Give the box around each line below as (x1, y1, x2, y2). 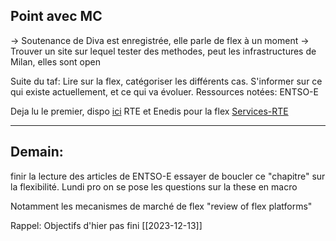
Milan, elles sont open (10, 55, 101, 68)
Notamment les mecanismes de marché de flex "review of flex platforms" (10, 200, 313, 212)
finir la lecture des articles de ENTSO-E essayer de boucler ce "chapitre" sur (10, 170, 326, 182)
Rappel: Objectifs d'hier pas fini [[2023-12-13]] (10, 219, 203, 231)
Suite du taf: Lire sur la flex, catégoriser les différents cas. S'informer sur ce (10, 75, 323, 87)
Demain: (10, 144, 64, 161)
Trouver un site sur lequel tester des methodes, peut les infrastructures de (10, 45, 317, 57)
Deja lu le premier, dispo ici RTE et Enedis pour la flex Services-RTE (10, 105, 289, 117)
